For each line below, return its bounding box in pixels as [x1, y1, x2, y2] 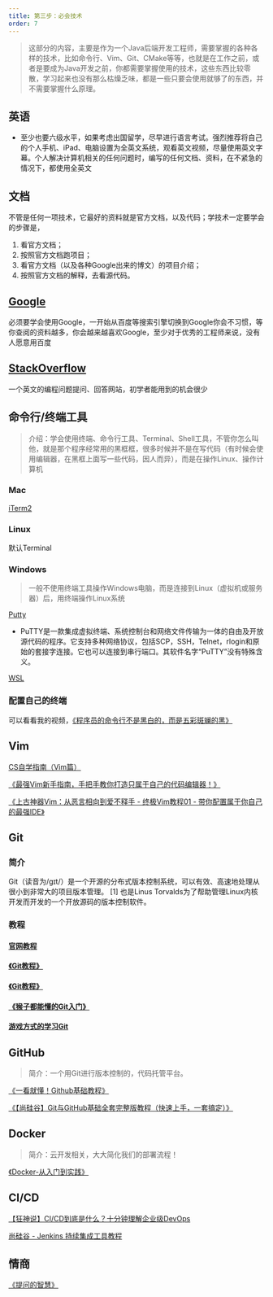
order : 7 [8, 20, 38, 28]
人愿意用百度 [8, 337, 51, 347]
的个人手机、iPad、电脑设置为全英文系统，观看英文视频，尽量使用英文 [19, 143, 256, 153]
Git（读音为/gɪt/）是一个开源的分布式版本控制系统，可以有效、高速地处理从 [8, 876, 260, 887]
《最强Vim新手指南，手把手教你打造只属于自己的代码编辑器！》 [8, 779, 221, 789]
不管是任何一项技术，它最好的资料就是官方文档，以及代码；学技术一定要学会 [8, 212, 265, 222]
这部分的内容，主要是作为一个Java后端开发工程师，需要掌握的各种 [28, 42, 252, 53]
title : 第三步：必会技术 [8, 11, 83, 20]
